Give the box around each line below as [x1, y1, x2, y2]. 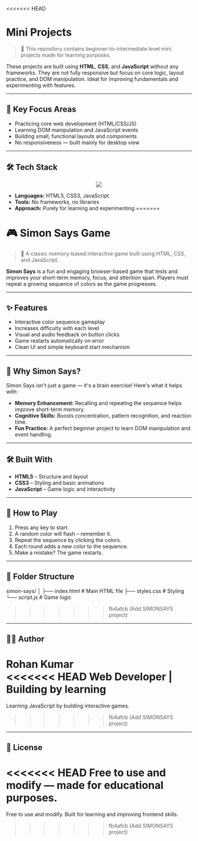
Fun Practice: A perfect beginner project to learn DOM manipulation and [14, 425, 190, 432]
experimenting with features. [6, 82, 76, 89]
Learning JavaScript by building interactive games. [6, 702, 130, 709]
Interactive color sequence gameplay [14, 318, 105, 325]
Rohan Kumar [6, 658, 74, 671]
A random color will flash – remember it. [14, 530, 112, 537]
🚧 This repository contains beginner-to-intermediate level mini [20, 45, 172, 52]
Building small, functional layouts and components [14, 132, 137, 139]
